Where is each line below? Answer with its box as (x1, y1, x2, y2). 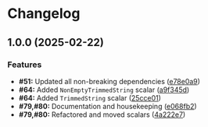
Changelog (7, 5, 81, 23)
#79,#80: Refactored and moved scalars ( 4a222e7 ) (18, 110, 186, 119)
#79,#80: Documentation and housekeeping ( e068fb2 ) (18, 101, 197, 111)
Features (7, 59, 42, 70)
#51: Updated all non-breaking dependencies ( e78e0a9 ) (18, 76, 201, 86)
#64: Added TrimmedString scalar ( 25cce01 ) (18, 93, 162, 102)
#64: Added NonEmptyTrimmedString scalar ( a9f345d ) (18, 85, 190, 94)
